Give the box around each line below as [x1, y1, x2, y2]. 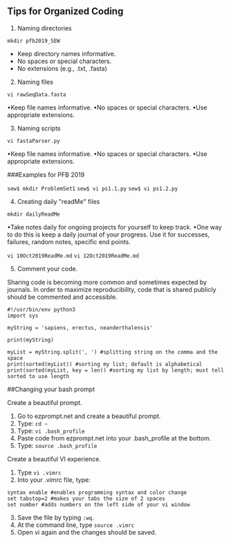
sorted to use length [7, 372, 70, 380]
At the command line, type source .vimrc [17, 520, 135, 529]
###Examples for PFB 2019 [7, 170, 85, 179]
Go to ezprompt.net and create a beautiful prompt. [17, 412, 161, 420]
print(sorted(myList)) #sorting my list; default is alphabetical [7, 361, 203, 368]
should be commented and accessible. [7, 293, 118, 301]
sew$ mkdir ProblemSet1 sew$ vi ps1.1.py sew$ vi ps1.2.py [7, 185, 178, 192]
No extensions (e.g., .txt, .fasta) [17, 64, 107, 72]
